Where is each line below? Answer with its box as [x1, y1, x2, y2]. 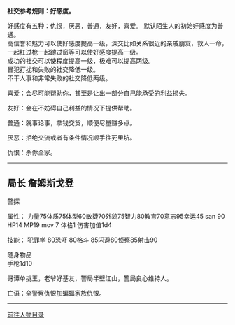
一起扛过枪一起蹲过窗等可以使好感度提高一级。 [7, 48, 142, 56]
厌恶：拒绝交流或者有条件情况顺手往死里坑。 [7, 133, 136, 142]
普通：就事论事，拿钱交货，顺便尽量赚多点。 [7, 119, 136, 127]
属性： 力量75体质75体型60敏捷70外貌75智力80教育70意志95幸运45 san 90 [7, 212, 225, 220]
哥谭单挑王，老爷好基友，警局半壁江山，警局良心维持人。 [7, 274, 173, 282]
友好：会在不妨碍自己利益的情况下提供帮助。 [7, 104, 136, 112]
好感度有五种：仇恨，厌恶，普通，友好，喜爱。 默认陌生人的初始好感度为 [7, 22, 218, 30]
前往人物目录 [7, 310, 44, 319]
